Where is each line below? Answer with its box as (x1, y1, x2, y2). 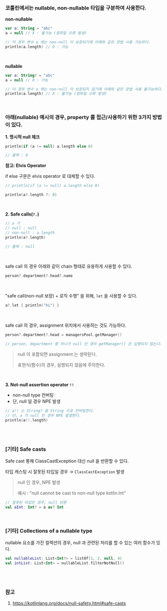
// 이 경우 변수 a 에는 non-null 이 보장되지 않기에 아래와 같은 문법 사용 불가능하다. (5, 86, 163, 91)
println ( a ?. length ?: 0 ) (5, 192, 57, 197)
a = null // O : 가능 (5, 77, 49, 82)
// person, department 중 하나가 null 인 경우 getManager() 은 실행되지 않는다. (5, 342, 162, 347)
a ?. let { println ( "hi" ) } (5, 303, 59, 308)
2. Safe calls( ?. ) (5, 211, 39, 217)
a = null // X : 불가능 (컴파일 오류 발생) (5, 31, 87, 36)
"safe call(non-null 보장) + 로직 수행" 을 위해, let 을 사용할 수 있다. (5, 293, 138, 299)
